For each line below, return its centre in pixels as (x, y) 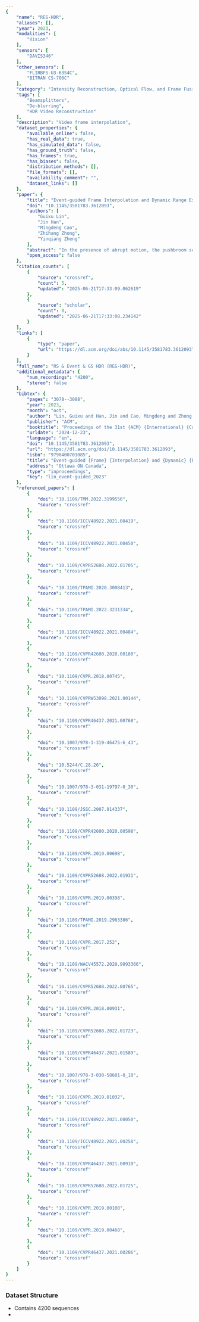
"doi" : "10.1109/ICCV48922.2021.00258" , (88, 1141)
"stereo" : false (47, 383)
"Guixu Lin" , (53, 217)
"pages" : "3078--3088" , (56, 400)
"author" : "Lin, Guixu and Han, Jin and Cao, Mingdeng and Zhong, (111, 416)
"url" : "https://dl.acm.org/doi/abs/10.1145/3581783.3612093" (116, 350)
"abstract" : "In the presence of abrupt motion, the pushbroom (107, 250)
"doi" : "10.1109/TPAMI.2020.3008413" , (85, 587)
